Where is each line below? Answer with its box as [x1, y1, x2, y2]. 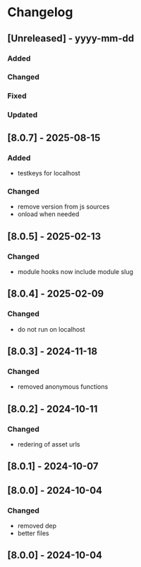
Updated [7, 110, 37, 120]
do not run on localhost [17, 325, 86, 333]
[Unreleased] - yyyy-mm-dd [7, 32, 135, 44]
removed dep [17, 522, 56, 530]
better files [17, 529, 49, 537]
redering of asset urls [17, 440, 80, 448]
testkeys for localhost [17, 168, 81, 177]
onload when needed [17, 210, 80, 218]
